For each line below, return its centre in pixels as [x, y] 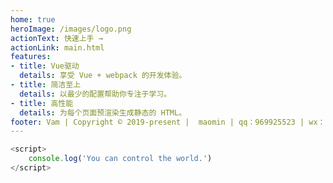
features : [31, 57]
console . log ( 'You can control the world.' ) [120, 159]
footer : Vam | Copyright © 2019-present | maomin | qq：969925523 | [157, 122]
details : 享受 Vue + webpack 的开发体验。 [103, 76]
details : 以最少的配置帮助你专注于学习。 [95, 94]
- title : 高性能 [42, 103]
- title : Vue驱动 [45, 66]
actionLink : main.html [57, 47]
